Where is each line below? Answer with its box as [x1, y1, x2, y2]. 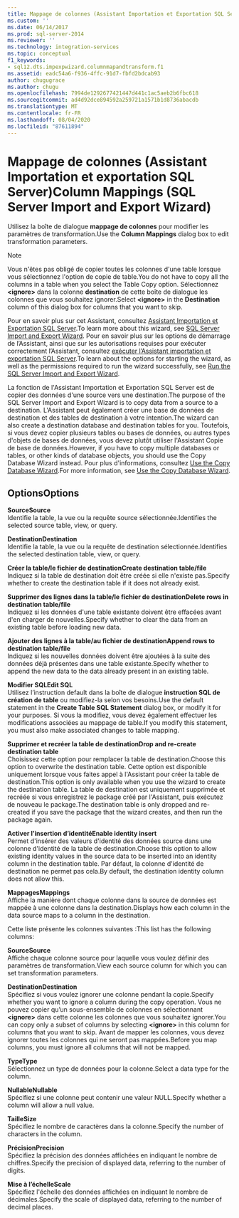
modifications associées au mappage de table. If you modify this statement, [7, 719, 228, 727]
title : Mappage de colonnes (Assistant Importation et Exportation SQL [7, 10, 224, 18]
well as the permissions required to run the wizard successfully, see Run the [7, 362, 231, 371]
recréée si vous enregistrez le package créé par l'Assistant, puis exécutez [7, 793, 223, 801]
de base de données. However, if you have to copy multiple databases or [7, 444, 220, 452]
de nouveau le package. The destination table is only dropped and [7, 800, 200, 809]
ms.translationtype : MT [7, 103, 78, 110]
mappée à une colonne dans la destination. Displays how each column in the [7, 904, 230, 912]
